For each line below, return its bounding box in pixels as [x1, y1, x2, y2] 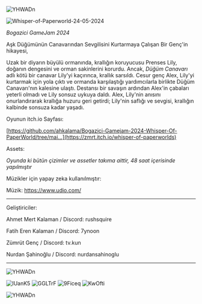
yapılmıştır [6, 163, 32, 170]
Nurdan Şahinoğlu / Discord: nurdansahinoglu [6, 251, 119, 258]
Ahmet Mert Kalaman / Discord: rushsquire [6, 216, 112, 223]
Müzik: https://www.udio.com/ [6, 187, 81, 194]
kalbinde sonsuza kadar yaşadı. [6, 104, 85, 111]
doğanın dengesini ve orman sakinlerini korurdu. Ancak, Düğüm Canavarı [6, 65, 188, 72]
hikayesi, [6, 47, 28, 54]
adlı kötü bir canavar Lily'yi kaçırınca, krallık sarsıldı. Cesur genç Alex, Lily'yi [6, 72, 194, 78]
